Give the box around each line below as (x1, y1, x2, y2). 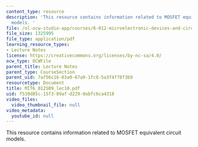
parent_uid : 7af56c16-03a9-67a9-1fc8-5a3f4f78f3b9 (6, 74, 133, 80)
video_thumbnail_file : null (11, 102, 81, 108)
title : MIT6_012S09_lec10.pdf (6, 86, 81, 92)
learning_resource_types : (6, 42, 70, 48)
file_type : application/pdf (6, 36, 75, 42)
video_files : (6, 96, 38, 102)
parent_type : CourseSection (6, 69, 75, 75)
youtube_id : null (11, 113, 54, 119)
